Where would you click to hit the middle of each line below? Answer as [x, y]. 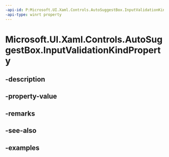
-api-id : [14, 10]
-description [25, 79]
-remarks [20, 113]
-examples [22, 148]
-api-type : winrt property [33, 15]
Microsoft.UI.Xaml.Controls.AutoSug [84, 40]
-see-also [21, 131]
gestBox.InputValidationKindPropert [83, 50]
